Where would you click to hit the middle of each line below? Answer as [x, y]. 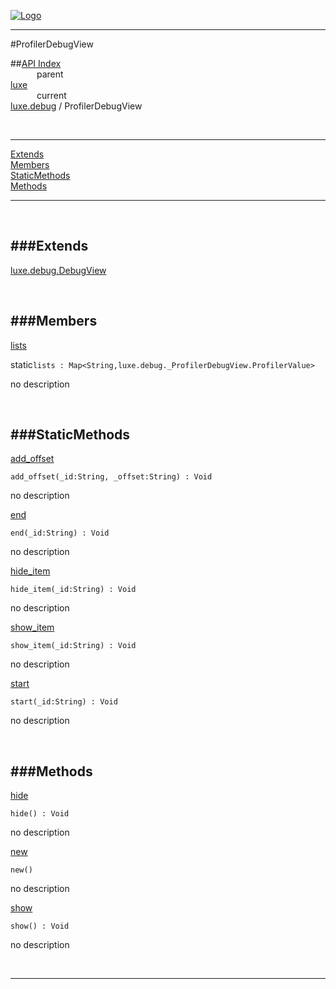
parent [50, 74]
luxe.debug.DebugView [58, 270]
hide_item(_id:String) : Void [73, 590]
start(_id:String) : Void [64, 702]
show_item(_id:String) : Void [73, 646]
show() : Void [40, 926]
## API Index [36, 63]
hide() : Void [40, 814]
